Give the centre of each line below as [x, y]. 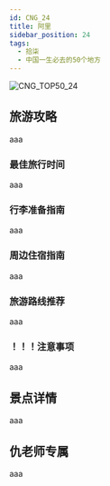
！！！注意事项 [42, 346]
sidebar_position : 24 [50, 35]
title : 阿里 [30, 26]
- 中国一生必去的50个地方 [59, 60]
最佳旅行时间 [37, 164]
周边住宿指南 [37, 255]
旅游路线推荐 [37, 301]
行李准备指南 [37, 210]
